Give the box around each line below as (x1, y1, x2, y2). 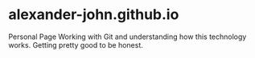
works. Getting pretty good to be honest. (8, 40, 143, 49)
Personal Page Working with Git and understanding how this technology (8, 32, 247, 41)
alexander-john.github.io (8, 6, 179, 24)
